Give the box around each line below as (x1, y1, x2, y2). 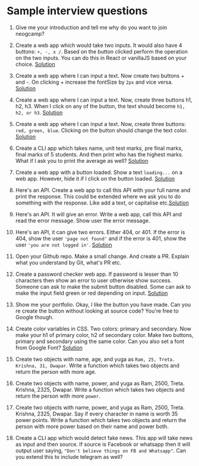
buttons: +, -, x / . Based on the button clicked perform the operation (15, 48, 188, 55)
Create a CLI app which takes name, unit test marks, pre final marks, (15, 144, 183, 152)
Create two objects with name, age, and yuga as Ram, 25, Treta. (15, 355, 175, 363)
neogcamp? (15, 30, 45, 37)
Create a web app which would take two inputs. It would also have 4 (15, 42, 183, 49)
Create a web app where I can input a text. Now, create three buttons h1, (15, 96, 192, 103)
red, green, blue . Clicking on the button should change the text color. (15, 127, 188, 134)
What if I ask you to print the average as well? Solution (15, 157, 149, 164)
